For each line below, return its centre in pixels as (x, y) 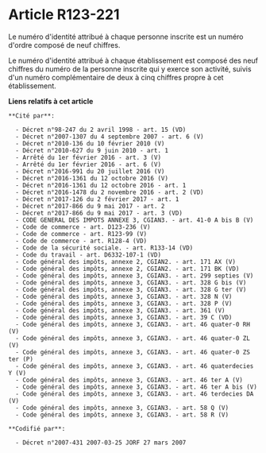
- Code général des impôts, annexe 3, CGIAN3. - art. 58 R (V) (122, 415)
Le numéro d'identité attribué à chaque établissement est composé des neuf (133, 60)
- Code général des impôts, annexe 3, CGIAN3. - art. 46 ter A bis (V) (137, 387)
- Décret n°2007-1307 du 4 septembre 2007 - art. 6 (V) (110, 137)
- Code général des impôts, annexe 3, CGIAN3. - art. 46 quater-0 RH (133, 324)
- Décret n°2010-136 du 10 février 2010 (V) (90, 143)
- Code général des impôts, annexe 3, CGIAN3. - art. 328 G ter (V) (131, 289)
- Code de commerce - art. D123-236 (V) (83, 227)
